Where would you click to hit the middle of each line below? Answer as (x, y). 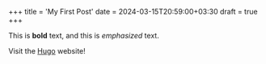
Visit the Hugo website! (47, 51)
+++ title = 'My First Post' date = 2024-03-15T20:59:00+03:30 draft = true (133, 12)
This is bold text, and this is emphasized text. (84, 36)
